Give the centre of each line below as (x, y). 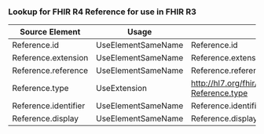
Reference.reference (50, 71)
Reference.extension (50, 58)
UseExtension (121, 89)
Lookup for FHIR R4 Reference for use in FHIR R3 (102, 12)
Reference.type (40, 89)
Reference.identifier (49, 106)
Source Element (50, 32)
